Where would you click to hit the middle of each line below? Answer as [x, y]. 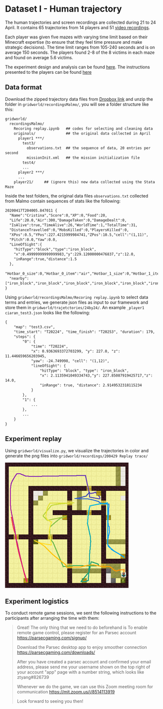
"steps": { [25, 337]
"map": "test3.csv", [34, 327]
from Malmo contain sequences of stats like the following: [63, 201]
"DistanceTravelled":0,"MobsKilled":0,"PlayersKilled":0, [69, 230]
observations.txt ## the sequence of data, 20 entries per [89, 148]
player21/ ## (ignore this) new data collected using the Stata [84, 182]
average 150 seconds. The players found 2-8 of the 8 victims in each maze [80, 52]
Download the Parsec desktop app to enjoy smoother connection [82, 647]
